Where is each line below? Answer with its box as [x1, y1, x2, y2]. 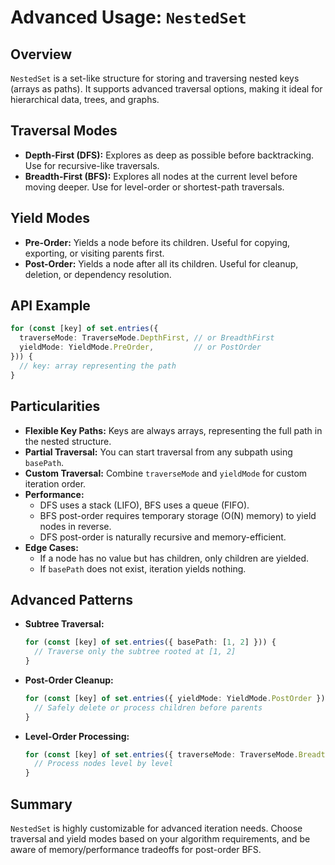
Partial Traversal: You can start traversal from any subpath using [24, 446, 293, 458]
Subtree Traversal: [24, 618, 105, 630]
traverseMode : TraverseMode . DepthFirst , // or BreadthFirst [19, 333, 275, 343]
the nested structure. [24, 435, 112, 447]
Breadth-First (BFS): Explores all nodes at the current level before [24, 170, 298, 182]
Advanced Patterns [10, 591, 133, 608]
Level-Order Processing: [24, 730, 130, 742]
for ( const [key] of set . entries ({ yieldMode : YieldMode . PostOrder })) [24, 693, 330, 703]
